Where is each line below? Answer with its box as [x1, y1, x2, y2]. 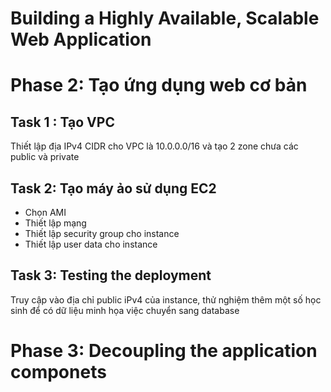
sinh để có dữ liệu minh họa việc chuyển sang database [10, 304, 240, 316]
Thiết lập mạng [24, 217, 87, 229]
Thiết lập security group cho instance [24, 228, 180, 239]
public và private [10, 151, 80, 163]
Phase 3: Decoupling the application [10, 340, 318, 362]
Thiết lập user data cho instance [24, 238, 158, 250]
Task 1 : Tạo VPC [10, 113, 115, 131]
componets [10, 361, 107, 383]
